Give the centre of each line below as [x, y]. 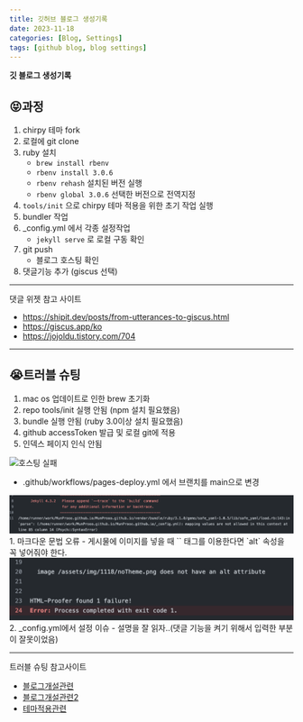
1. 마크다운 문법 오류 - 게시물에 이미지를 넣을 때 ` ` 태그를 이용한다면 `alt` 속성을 [147, 541]
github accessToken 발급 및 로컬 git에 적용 [99, 432]
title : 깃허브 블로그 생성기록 [59, 19]
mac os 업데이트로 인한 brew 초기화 [86, 398]
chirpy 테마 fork [51, 130]
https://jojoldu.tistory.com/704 [79, 336]
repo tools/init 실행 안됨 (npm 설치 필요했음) [101, 409]
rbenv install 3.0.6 [74, 173]
